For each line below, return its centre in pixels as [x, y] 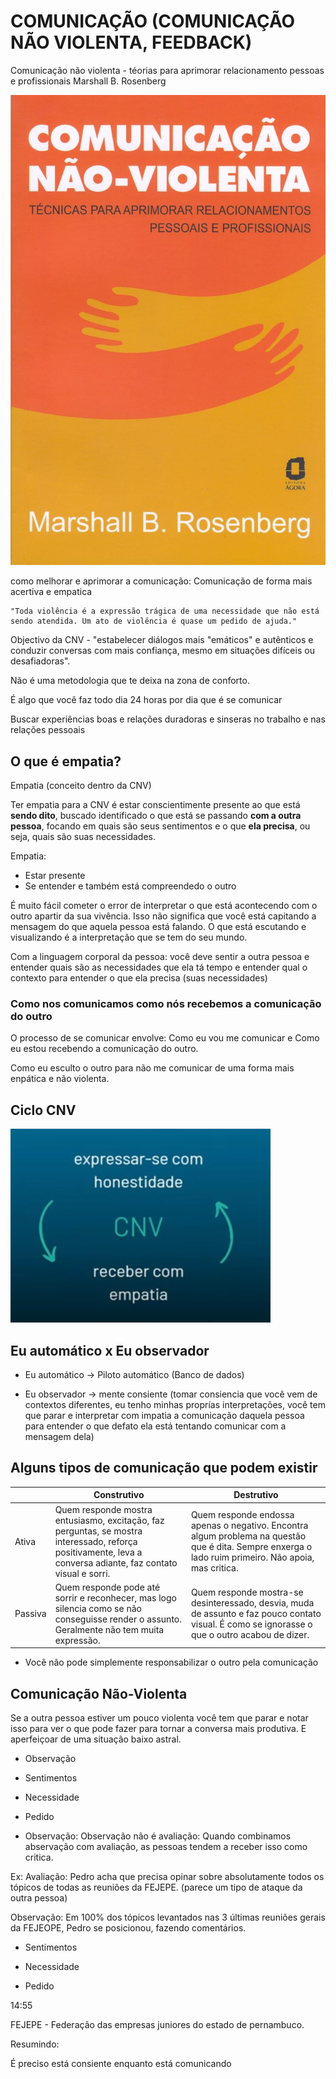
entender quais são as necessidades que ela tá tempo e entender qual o [159, 967]
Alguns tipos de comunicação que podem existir [164, 1468]
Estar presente [55, 876]
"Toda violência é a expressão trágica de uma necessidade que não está [165, 611]
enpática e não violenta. [60, 1079]
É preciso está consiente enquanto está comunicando [121, 2064]
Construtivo [119, 1495]
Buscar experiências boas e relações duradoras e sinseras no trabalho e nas [168, 719]
